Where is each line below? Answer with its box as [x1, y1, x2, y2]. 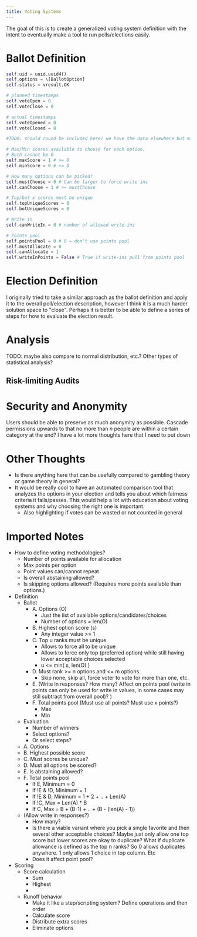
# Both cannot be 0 [6, 152, 54, 158]
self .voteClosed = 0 [6, 125, 57, 131]
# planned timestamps [6, 92, 59, 99]
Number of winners [32, 725, 79, 732]
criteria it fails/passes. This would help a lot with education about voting [14, 497, 189, 504]
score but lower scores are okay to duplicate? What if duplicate [32, 837, 185, 844]
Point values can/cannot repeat [23, 568, 100, 575]
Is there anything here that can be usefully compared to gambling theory [14, 471, 191, 479]
